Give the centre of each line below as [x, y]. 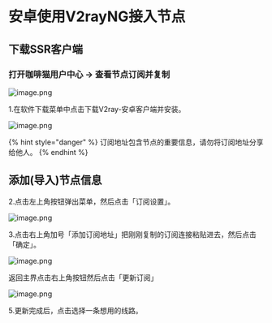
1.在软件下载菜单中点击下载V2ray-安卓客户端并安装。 [97, 109]
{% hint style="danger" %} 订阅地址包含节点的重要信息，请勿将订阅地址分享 [136, 142]
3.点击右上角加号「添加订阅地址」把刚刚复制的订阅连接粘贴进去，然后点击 [133, 234]
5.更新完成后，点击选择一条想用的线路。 [76, 310]
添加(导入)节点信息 [55, 181]
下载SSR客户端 [46, 49]
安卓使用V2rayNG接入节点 [97, 17]
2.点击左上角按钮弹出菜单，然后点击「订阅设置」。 [92, 201]
